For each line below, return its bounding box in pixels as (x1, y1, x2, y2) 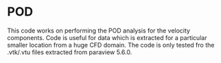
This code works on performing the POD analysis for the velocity (7, 26, 191, 35)
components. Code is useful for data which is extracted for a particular (7, 33, 207, 41)
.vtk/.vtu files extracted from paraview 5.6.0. (7, 48, 132, 56)
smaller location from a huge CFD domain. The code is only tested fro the (7, 41, 215, 49)
